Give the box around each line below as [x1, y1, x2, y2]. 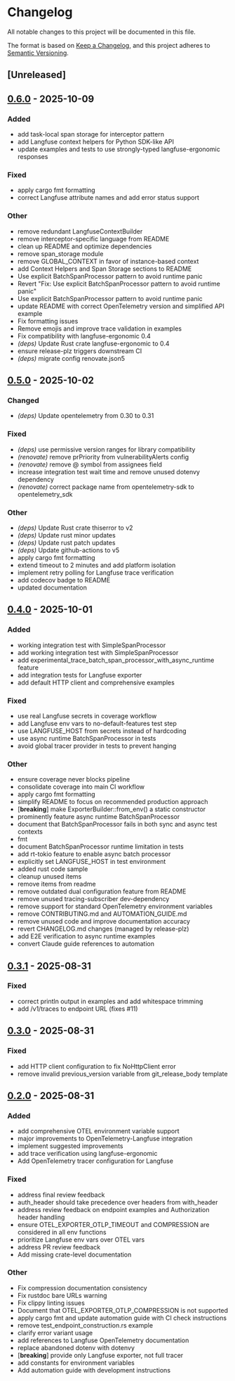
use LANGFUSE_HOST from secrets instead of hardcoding [17, 726, 187, 735]
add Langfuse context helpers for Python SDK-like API [17, 138, 174, 146]
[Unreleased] [7, 69, 67, 81]
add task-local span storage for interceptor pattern [17, 130, 165, 139]
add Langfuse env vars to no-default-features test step [17, 719, 177, 727]
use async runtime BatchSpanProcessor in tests [17, 734, 156, 742]
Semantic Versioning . [7, 49, 69, 57]
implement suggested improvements [17, 1142, 123, 1150]
